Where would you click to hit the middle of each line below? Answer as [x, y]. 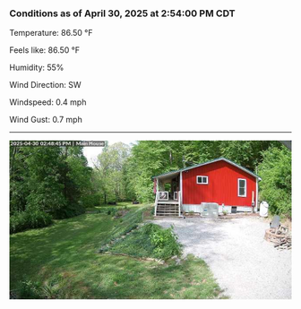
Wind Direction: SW [46, 85]
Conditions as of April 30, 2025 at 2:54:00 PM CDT [122, 13]
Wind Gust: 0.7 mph [46, 120]
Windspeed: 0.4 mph [48, 102]
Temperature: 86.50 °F [51, 33]
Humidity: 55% [37, 68]
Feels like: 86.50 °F [45, 50]
